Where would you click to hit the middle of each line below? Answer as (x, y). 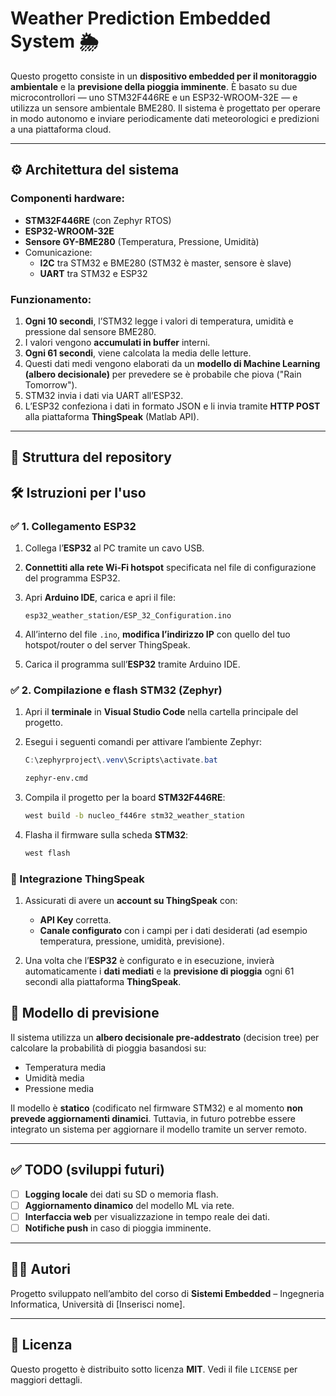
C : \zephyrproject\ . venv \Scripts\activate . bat (121, 760)
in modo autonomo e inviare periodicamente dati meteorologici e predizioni (165, 118)
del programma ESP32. (72, 578)
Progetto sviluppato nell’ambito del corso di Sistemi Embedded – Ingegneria (167, 1293)
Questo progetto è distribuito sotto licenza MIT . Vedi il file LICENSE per (154, 1369)
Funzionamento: (51, 299)
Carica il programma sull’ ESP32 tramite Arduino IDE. (132, 664)
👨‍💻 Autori (40, 1269)
